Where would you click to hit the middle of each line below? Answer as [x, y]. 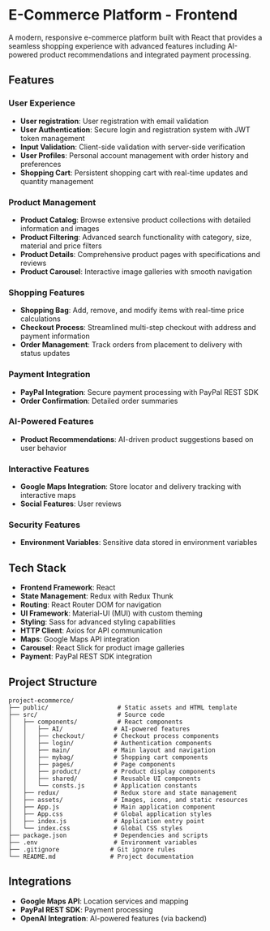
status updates [45, 354]
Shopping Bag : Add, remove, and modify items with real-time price [132, 311]
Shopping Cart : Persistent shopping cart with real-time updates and [134, 173]
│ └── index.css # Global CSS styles [96, 829]
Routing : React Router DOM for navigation [91, 605]
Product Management [52, 202]
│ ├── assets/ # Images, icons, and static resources [129, 800]
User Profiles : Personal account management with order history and [134, 155]
